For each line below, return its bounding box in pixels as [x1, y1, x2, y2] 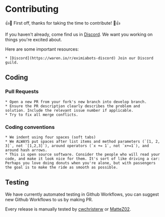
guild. [5, 60, 19, 65]
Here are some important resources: [5, 46, 79, 52]
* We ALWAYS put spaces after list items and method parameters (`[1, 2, [5, 139, 161, 144]
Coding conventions [5, 124, 55, 130]
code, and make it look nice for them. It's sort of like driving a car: [5, 156, 161, 161]
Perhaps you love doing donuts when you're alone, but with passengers [5, 160, 156, 165]
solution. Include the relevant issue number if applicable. [5, 108, 134, 113]
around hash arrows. [5, 148, 48, 153]
